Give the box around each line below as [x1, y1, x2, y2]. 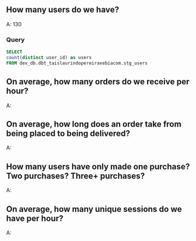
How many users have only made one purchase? [6, 161, 191, 172]
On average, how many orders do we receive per [6, 77, 189, 87]
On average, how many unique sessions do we [6, 204, 182, 214]
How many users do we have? [6, 5, 119, 15]
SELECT [6, 49, 23, 55]
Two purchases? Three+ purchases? [6, 171, 145, 181]
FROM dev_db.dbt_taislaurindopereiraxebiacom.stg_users [6, 60, 148, 66]
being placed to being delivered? [6, 128, 130, 138]
